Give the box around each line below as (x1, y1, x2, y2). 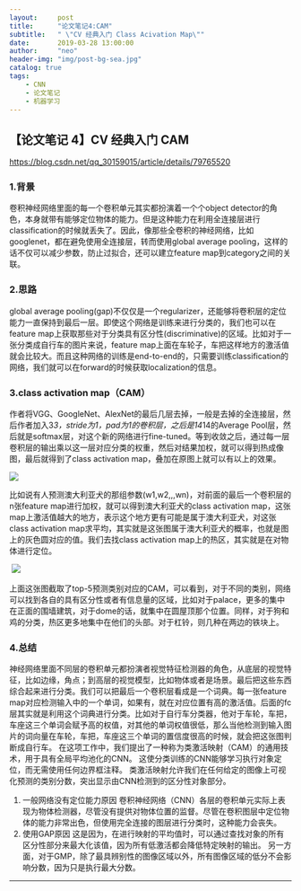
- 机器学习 (25, 96, 61, 106)
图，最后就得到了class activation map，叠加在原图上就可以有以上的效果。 (9, 454, 281, 464)
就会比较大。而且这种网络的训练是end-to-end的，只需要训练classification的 (9, 350, 289, 361)
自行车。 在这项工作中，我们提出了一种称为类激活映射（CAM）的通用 (24, 742, 281, 753)
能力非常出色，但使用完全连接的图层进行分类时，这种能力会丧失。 (38, 817, 282, 828)
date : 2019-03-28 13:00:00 (9, 38, 134, 48)
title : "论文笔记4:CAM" (9, 22, 113, 31)
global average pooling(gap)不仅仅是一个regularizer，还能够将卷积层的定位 (9, 305, 287, 316)
